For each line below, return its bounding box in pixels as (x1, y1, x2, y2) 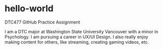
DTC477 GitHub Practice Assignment (4, 19, 80, 25)
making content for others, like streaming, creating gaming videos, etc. (4, 39, 149, 45)
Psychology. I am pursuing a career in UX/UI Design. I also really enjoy (4, 34, 149, 40)
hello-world (4, 3, 54, 14)
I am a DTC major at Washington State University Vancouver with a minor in (4, 28, 159, 34)
